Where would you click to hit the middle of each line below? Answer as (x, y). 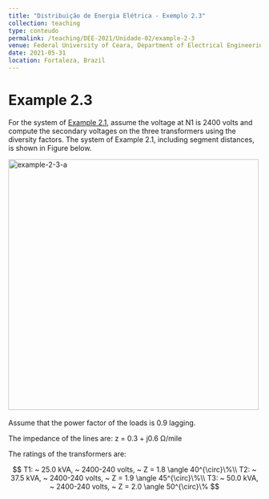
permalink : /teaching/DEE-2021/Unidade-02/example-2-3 (102, 38)
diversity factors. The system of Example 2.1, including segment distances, (131, 139)
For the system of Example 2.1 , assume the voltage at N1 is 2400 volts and (130, 122)
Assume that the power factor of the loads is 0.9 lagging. (102, 423)
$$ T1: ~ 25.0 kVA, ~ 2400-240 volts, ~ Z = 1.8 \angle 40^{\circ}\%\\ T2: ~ (134, 469)
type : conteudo (34, 30)
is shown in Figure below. (50, 148)
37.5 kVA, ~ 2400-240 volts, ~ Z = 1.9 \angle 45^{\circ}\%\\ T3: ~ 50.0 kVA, (134, 477)
